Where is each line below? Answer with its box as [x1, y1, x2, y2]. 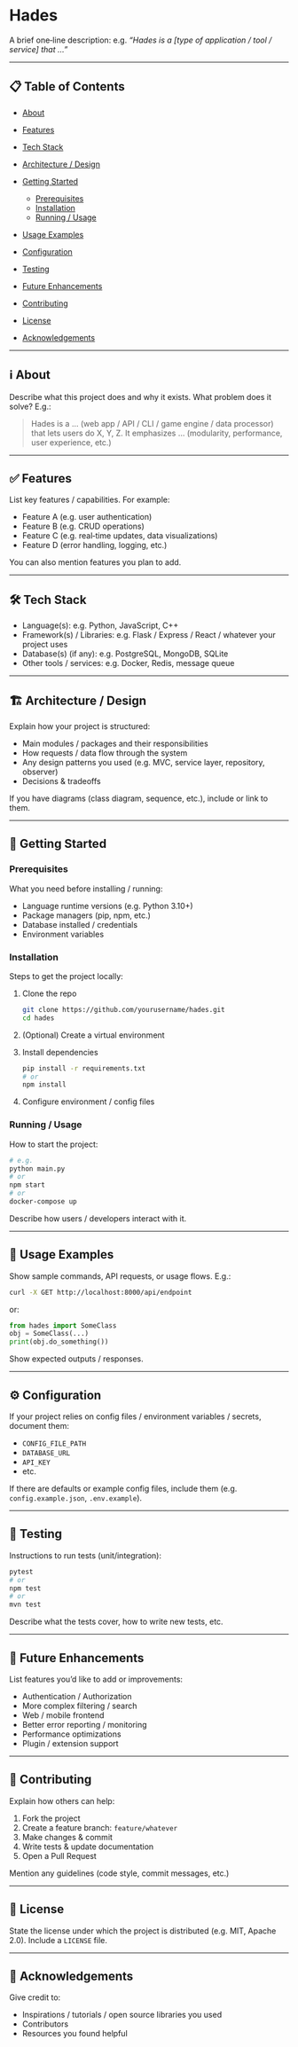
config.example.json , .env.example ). [9, 1493, 143, 1503]
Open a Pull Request [21, 1850, 98, 1861]
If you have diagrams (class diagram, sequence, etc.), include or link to [9, 793, 269, 804]
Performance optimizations [21, 1729, 122, 1739]
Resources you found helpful [21, 2028, 129, 2039]
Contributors [21, 2019, 69, 2029]
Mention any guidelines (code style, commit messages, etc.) [9, 1868, 230, 1878]
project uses [21, 639, 68, 650]
